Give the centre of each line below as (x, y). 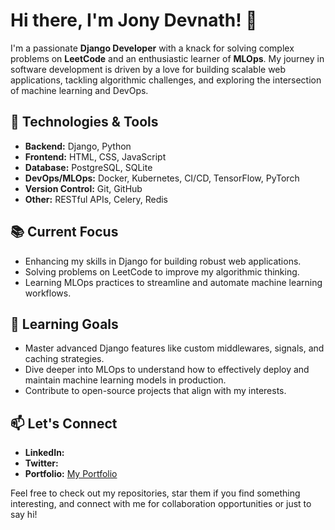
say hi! (24, 515)
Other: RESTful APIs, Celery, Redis (96, 199)
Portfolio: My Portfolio (71, 474)
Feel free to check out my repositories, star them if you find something (155, 493)
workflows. (48, 293)
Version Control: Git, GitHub (83, 188)
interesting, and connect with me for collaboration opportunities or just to (161, 504)
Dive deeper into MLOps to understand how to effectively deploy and (167, 370)
